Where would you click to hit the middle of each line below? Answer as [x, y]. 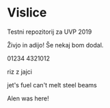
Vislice [27, 13]
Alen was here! [28, 98]
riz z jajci [20, 72]
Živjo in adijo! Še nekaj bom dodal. [55, 45]
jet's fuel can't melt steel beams [52, 85]
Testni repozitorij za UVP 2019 [50, 32]
